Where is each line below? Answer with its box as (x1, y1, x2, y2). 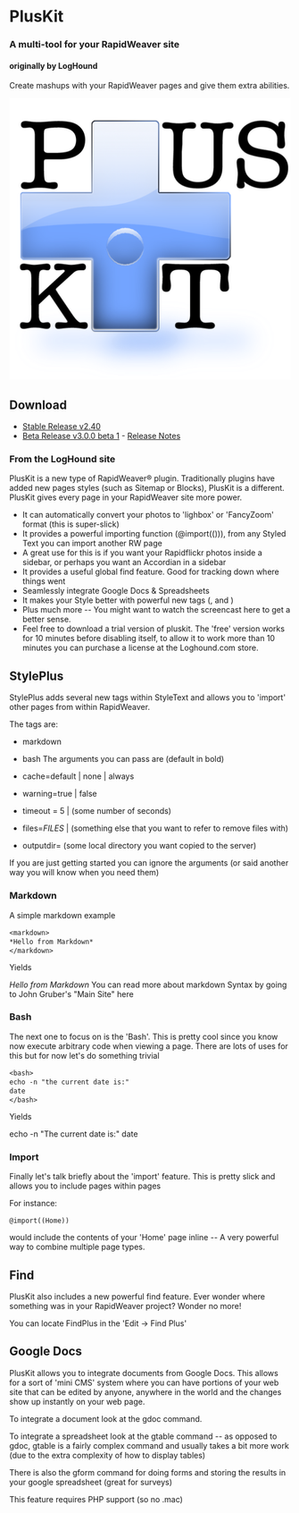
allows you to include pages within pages (9, 1180, 162, 1191)
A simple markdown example (9, 909, 116, 920)
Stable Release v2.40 (21, 421, 101, 432)
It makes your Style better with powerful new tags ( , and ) (21, 595, 234, 605)
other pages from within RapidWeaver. (9, 702, 150, 713)
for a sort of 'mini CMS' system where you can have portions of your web (9, 1377, 279, 1388)
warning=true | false (21, 789, 97, 799)
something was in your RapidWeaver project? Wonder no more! (9, 1300, 242, 1311)
